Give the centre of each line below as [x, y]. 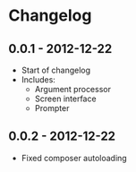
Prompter [52, 108]
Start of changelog [56, 70]
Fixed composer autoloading [74, 158]
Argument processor [72, 89]
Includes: [38, 80]
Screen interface [65, 99]
